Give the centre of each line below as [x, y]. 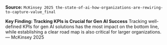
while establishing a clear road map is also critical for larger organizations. [83, 32]
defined [14, 26]
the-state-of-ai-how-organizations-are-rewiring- [109, 7]
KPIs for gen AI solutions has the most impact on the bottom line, [91, 26]
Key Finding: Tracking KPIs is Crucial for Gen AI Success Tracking [76, 21]
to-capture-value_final [31, 12]
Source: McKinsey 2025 [29, 7]
